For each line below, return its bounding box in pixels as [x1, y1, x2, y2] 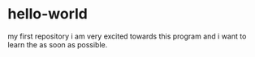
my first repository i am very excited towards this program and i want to [7, 31, 247, 41]
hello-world [7, 5, 89, 23]
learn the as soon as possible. [7, 39, 108, 49]
